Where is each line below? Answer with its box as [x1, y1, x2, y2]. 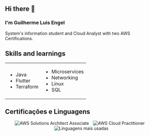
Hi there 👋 [5, 5, 35, 13]
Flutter [15, 77, 30, 84]
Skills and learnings [5, 49, 66, 58]
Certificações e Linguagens [5, 107, 90, 116]
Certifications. [5, 35, 33, 41]
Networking [51, 74, 78, 81]
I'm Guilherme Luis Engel [5, 19, 65, 26]
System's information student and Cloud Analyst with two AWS [5, 30, 131, 36]
